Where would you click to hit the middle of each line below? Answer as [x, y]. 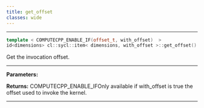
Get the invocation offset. [38, 57]
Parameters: [22, 75]
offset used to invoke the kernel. [46, 93]
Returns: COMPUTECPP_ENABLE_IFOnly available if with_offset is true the [100, 86]
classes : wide [24, 18]
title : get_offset [29, 12]
